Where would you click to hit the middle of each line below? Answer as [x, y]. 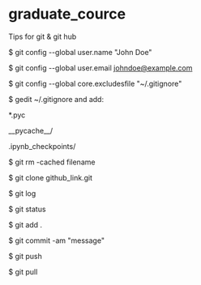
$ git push [25, 256]
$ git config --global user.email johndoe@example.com [100, 68]
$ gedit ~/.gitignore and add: [56, 99]
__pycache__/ [31, 130]
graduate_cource [67, 14]
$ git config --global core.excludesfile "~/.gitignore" [95, 83]
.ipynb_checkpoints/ [42, 146]
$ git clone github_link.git [51, 177]
